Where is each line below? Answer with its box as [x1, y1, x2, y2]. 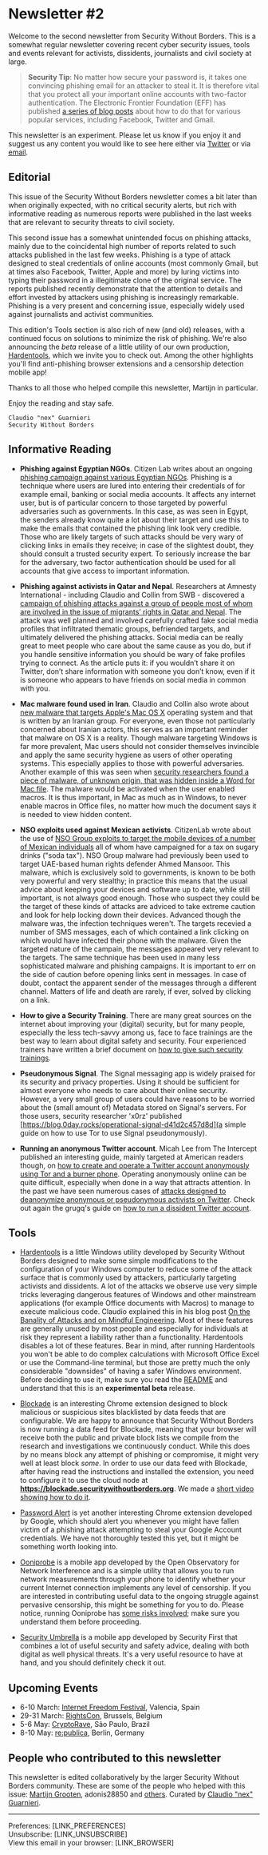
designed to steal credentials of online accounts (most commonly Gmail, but [8, 258, 259, 268]
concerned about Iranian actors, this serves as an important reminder [19, 724, 249, 734]
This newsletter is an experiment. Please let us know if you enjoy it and [8, 130, 242, 140]
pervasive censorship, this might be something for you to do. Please [19, 1600, 245, 1609]
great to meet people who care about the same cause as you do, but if [19, 641, 251, 651]
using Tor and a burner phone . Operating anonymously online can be [19, 1169, 247, 1179]
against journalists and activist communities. [8, 309, 154, 319]
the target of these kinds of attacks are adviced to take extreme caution [19, 901, 256, 911]
